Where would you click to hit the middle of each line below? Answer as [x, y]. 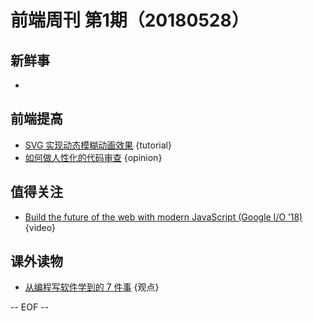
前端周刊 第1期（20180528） [130, 20]
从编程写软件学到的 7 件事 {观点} [92, 287]
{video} [40, 227]
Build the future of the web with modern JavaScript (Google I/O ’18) [163, 217]
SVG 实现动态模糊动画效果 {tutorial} [98, 145]
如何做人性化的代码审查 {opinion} [93, 157]
